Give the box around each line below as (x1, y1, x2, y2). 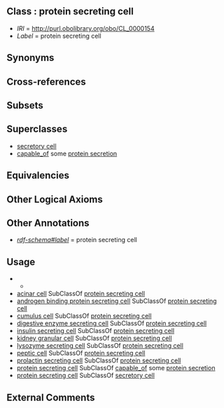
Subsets (6, 99, 43, 111)
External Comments (6, 391, 95, 403)
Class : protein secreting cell (6, 6, 134, 17)
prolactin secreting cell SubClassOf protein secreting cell (16, 356, 181, 365)
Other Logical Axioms (6, 193, 103, 205)
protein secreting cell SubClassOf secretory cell (16, 371, 155, 380)
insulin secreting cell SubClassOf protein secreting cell (16, 327, 175, 335)
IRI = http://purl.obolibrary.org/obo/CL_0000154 (16, 24, 155, 32)
